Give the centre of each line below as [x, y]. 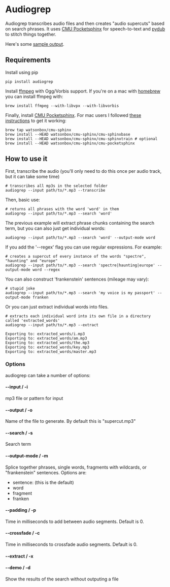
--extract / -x [20, 556]
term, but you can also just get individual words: [55, 228]
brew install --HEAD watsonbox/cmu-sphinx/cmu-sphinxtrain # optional [81, 139]
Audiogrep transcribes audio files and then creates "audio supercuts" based [85, 23]
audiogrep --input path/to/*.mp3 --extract [52, 325]
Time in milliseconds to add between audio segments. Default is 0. [75, 521]
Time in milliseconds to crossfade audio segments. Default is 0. [72, 544]
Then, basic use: [23, 200]
